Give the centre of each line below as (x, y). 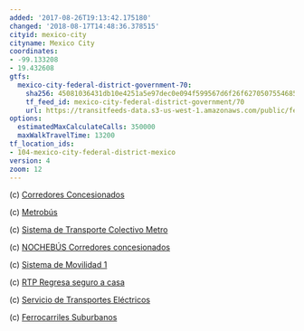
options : (26, 118)
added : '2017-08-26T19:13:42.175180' (81, 18)
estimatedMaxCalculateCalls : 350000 (86, 128)
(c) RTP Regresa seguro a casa (67, 282)
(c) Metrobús (33, 213)
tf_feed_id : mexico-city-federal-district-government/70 (135, 102)
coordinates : (34, 52)
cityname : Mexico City (52, 43)
